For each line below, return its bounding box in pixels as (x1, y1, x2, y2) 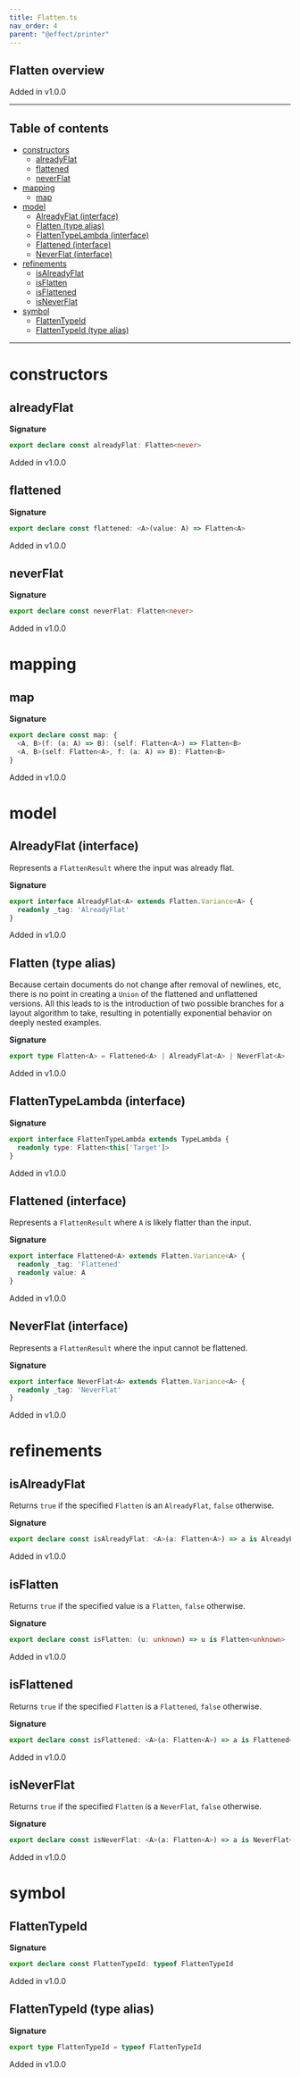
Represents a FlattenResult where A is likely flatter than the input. (9, 1217, 252, 1228)
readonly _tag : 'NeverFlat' (17, 1386, 122, 1394)
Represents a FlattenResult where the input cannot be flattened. (9, 1342, 248, 1353)
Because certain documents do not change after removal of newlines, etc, (9, 979, 282, 990)
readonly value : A (17, 1269, 87, 1277)
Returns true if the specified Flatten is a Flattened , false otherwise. (9, 1701, 262, 1712)
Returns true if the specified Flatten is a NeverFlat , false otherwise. (9, 1801, 262, 1812)
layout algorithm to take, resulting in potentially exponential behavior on (9, 1008, 272, 1018)
